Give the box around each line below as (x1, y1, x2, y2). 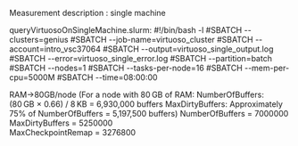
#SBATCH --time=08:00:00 (56, 72, 158, 83)
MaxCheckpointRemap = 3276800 (9, 127, 137, 137)
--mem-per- (244, 62, 290, 73)
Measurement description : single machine (9, 8, 167, 18)
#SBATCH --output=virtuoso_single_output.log (102, 44, 274, 54)
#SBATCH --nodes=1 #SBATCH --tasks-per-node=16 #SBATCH (9, 62, 243, 73)
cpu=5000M (9, 72, 55, 83)
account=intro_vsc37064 (9, 44, 101, 54)
